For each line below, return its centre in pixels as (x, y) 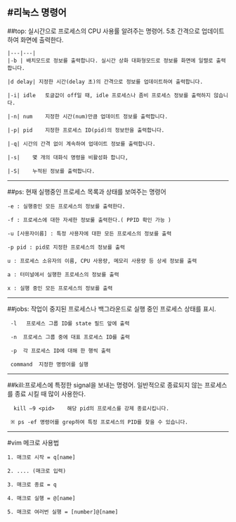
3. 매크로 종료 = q (32, 485)
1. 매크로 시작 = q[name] (41, 457)
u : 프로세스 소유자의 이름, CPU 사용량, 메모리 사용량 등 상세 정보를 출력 (102, 261)
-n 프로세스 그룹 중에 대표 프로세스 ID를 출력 (70, 337)
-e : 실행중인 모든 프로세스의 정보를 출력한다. (66, 206)
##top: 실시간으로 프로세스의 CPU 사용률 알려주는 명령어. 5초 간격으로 (104, 31)
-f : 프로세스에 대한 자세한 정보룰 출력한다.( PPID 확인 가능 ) (89, 220)
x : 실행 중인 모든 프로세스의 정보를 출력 (60, 288)
